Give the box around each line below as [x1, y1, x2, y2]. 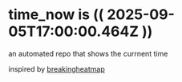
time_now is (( [8, 6, 104, 24]
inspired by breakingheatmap [8, 64, 106, 73]
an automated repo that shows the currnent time [8, 49, 168, 58]
